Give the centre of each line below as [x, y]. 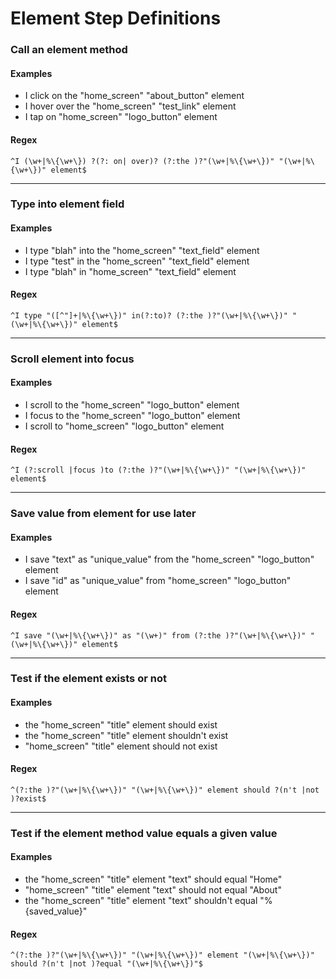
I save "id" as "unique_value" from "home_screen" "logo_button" [158, 581]
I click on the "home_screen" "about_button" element [134, 96]
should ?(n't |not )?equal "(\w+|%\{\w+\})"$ [106, 964]
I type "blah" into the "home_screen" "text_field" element [142, 250]
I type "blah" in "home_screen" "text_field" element [130, 271]
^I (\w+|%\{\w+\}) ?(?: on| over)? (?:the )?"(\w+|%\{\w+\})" [142, 161]
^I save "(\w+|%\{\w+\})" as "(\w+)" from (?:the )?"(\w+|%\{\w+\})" [158, 635]
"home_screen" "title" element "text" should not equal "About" [153, 889]
